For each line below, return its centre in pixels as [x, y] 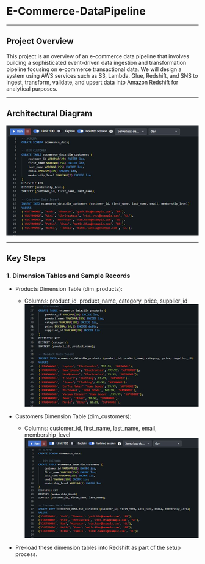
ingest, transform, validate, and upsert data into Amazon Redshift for [92, 82]
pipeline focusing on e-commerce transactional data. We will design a [94, 69]
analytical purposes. [32, 88]
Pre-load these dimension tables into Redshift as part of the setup [98, 547]
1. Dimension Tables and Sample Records [68, 276]
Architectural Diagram [49, 114]
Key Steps [26, 258]
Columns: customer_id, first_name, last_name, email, [90, 428]
